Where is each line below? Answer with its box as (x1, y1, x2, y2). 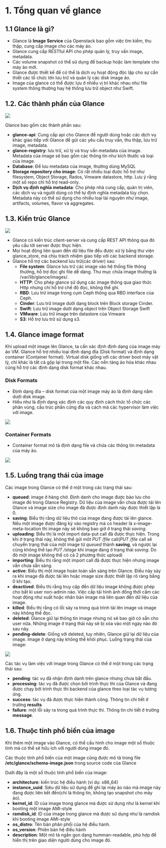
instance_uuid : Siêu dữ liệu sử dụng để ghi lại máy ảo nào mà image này (12, 784, 161, 790)
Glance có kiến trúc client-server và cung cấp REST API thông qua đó (12, 237, 155, 243)
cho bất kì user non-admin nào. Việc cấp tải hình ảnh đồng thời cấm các (12, 589, 160, 595)
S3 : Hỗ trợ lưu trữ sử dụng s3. (19, 316, 81, 322)
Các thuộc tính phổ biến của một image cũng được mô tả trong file (5, 754, 141, 761)
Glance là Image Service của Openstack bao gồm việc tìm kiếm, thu (12, 38, 152, 44)
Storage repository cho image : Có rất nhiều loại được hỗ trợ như (12, 169, 145, 175)
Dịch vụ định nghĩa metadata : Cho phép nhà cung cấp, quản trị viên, (12, 184, 154, 190)
